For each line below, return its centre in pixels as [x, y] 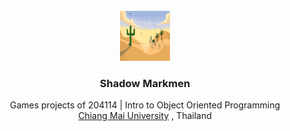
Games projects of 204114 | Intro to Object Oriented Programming [145, 105]
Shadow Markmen [145, 83]
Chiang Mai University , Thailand [145, 116]
